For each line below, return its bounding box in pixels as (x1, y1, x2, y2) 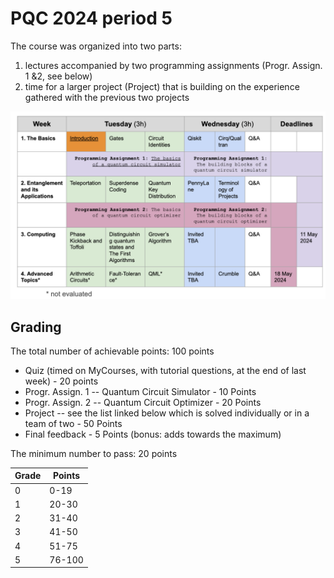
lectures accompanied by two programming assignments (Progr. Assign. (24, 59, 323, 71)
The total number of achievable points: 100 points (10, 345, 215, 357)
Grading (10, 318, 62, 336)
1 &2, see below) (24, 70, 93, 82)
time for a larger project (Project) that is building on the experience (24, 80, 300, 92)
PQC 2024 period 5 (10, 7, 173, 30)
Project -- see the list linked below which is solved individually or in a (24, 407, 310, 419)
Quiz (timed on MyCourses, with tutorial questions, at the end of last (24, 364, 307, 376)
